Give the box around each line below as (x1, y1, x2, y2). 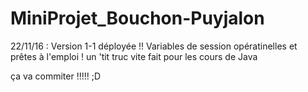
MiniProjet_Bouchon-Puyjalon (10, 7, 265, 30)
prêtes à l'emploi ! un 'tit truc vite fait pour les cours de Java (10, 50, 258, 62)
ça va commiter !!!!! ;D (10, 70, 102, 82)
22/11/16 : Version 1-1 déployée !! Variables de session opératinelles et (10, 40, 298, 52)
